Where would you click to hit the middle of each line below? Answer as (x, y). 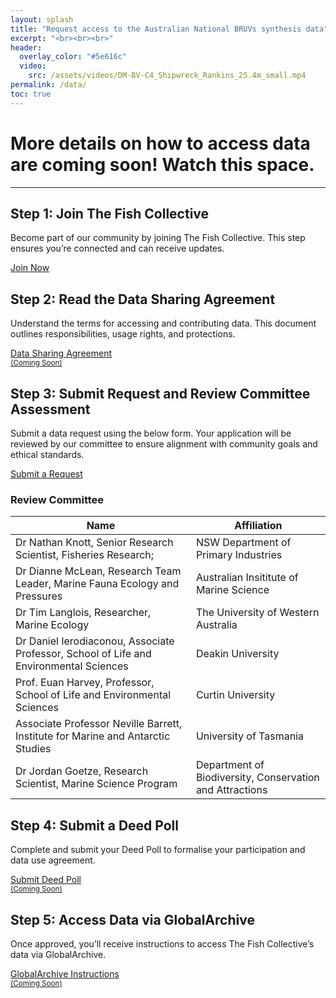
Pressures (39, 596)
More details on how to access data (160, 143)
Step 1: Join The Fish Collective (110, 213)
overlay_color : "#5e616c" (73, 57)
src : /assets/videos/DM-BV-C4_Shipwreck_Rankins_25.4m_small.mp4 (167, 76)
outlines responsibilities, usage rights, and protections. (123, 334)
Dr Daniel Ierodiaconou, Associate (95, 641)
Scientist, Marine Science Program (96, 784)
